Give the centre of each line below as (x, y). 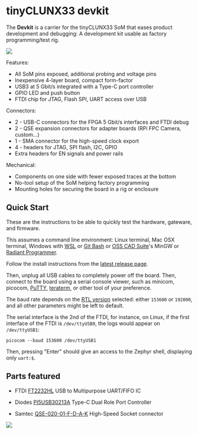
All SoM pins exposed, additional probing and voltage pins (85, 74)
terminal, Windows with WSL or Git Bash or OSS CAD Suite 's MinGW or (92, 246)
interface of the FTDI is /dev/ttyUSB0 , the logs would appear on (83, 323)
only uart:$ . (21, 358)
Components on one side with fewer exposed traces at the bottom (95, 176)
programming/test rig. (33, 40)
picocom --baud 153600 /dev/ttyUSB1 (51, 340)
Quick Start (27, 208)
